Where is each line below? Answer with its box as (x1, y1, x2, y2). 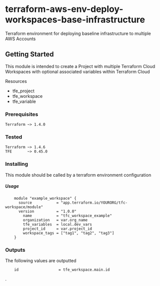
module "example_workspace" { (14, 196, 77, 201)
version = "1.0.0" (18, 209, 77, 214)
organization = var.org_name (23, 217, 88, 222)
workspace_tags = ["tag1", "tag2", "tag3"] (23, 230, 114, 235)
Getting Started (5, 50, 54, 59)
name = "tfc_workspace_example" (23, 213, 112, 218)
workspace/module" (5, 205, 43, 210)
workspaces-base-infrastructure (5, 14, 145, 25)
